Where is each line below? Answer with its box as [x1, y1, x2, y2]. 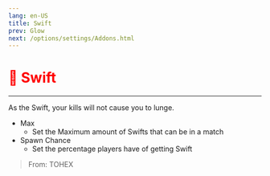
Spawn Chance [19, 136, 71, 145]
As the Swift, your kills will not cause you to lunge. [8, 103, 174, 113]
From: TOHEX [27, 160, 74, 170]
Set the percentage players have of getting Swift [31, 144, 193, 153]
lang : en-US [8, 11, 48, 20]
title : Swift [8, 19, 52, 27]
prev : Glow [8, 27, 45, 35]
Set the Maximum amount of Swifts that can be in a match [31, 127, 224, 137]
